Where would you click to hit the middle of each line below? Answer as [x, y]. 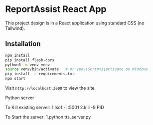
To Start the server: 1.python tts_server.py [48, 117]
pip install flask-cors [30, 60]
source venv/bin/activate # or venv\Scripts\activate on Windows [77, 69]
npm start [15, 79]
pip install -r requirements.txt [40, 74]
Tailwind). [15, 28]
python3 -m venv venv [28, 65]
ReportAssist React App [56, 9]
